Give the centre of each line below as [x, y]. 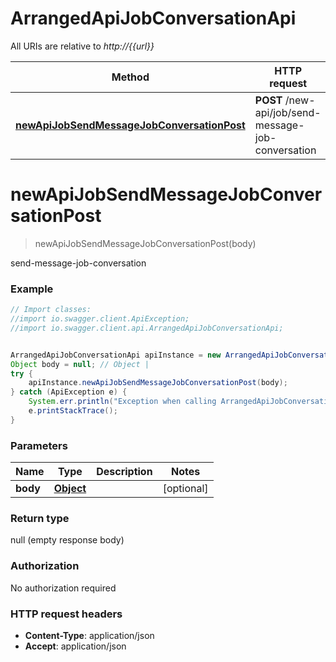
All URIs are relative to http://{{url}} [82, 46]
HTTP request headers [66, 614]
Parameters [39, 445]
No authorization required [63, 588]
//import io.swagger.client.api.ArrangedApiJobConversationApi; [147, 328]
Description [124, 472]
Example [32, 289]
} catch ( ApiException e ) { [69, 392]
